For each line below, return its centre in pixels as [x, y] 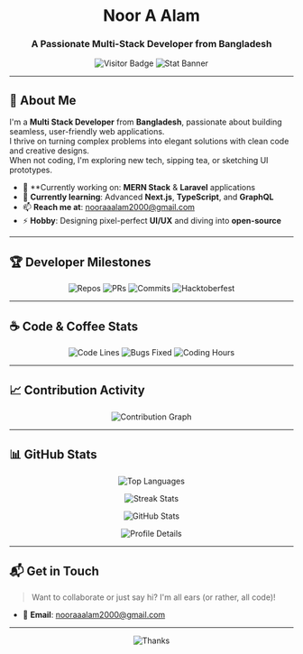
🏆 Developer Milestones [80, 262]
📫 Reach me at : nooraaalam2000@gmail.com [109, 207]
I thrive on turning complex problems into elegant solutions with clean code [149, 142]
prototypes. [31, 170]
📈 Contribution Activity [78, 390]
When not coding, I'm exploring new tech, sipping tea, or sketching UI [139, 161]
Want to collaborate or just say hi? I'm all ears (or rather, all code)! [154, 597]
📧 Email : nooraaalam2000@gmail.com [94, 615]
